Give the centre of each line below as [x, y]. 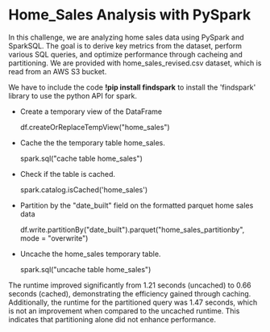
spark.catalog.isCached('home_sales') [84, 189]
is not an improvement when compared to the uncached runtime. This [124, 311]
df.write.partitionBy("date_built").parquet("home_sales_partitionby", [132, 229]
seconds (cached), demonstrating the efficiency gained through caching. [130, 293]
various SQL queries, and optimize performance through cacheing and [126, 54]
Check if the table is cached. [67, 174]
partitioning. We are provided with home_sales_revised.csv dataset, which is [135, 63]
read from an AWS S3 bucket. [58, 71]
